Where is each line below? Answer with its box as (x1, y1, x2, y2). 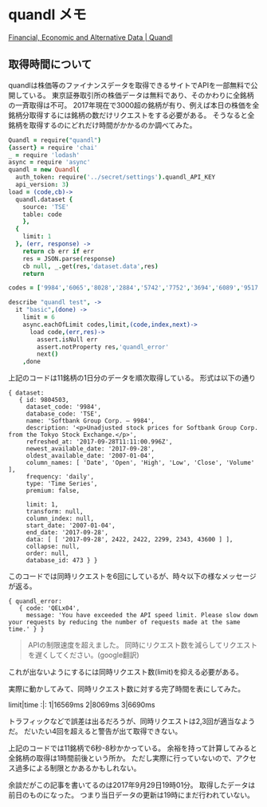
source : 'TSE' (22, 203, 69, 211)
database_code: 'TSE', (26, 410, 102, 418)
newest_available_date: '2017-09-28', (26, 445, 155, 453)
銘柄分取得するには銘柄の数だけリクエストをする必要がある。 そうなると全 (8, 110, 255, 120)
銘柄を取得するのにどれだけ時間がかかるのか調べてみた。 (8, 120, 197, 130)
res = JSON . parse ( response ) (22, 254, 116, 262)
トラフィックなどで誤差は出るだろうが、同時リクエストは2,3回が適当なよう (8, 717, 256, 726)
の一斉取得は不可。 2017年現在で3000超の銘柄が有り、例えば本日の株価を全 (8, 100, 260, 110)
